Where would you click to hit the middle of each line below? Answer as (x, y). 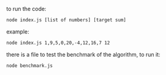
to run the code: (26, 9)
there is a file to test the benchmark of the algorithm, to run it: (83, 54)
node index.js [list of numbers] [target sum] (66, 20)
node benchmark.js (29, 66)
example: (18, 31)
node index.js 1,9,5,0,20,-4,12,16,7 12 (58, 43)
